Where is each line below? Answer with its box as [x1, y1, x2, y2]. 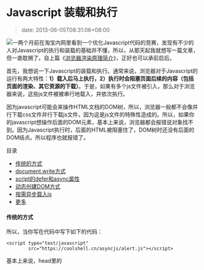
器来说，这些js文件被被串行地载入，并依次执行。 [6, 90, 128, 97]
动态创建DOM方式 [15, 182, 61, 190]
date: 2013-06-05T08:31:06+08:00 [21, 26, 110, 34]
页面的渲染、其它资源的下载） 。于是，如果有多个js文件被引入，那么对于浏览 [6, 82, 195, 89]
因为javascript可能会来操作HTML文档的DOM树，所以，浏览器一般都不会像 [6, 103, 193, 110]
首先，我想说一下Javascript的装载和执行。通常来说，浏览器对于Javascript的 [6, 67, 199, 74]
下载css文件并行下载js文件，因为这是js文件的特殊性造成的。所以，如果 [11, 111, 189, 118]
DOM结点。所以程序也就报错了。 [6, 133, 89, 141]
